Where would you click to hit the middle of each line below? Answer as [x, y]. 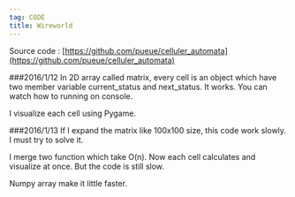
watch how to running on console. [71, 96]
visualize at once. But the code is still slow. [87, 166]
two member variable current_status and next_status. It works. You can [138, 87]
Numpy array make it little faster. [68, 183]
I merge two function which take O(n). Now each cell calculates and [132, 156]
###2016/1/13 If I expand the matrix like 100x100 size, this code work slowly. [148, 130]
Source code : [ [37, 50]
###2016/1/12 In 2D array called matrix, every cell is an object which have [143, 77]
